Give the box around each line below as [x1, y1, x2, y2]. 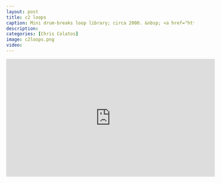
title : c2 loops [6, 14, 46, 20]
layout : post [6, 8, 39, 15]
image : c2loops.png [6, 36, 55, 42]
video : [6, 42, 23, 48]
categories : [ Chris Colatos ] [6, 31, 79, 37]
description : [6, 25, 39, 32]
